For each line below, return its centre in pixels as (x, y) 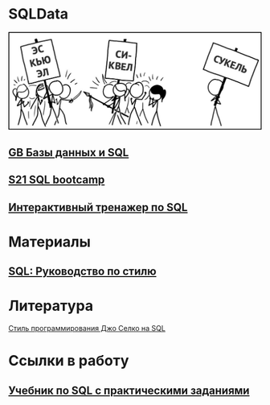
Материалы (49, 242)
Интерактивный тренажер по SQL (98, 207)
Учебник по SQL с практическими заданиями (129, 390)
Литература (51, 306)
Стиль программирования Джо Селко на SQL (87, 329)
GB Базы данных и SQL (69, 153)
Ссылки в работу (69, 361)
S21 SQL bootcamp (57, 180)
